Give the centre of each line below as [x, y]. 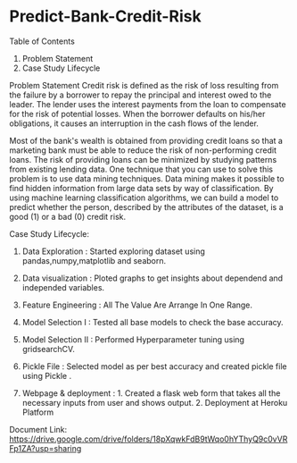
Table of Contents [42, 41]
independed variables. [63, 287]
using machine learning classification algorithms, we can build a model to [144, 198]
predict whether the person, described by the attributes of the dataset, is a [146, 206]
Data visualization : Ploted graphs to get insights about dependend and [153, 278]
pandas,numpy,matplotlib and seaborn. [94, 260]
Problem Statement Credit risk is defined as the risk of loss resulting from [144, 85]
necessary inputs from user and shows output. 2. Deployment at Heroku [155, 402]
